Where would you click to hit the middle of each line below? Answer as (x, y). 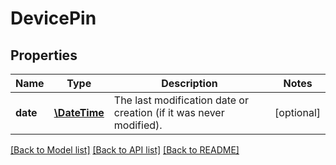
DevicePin (53, 18)
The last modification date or (181, 100)
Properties (44, 55)
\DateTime (79, 112)
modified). (138, 125)
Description (189, 83)
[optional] (297, 112)
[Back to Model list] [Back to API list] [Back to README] (125, 150)
